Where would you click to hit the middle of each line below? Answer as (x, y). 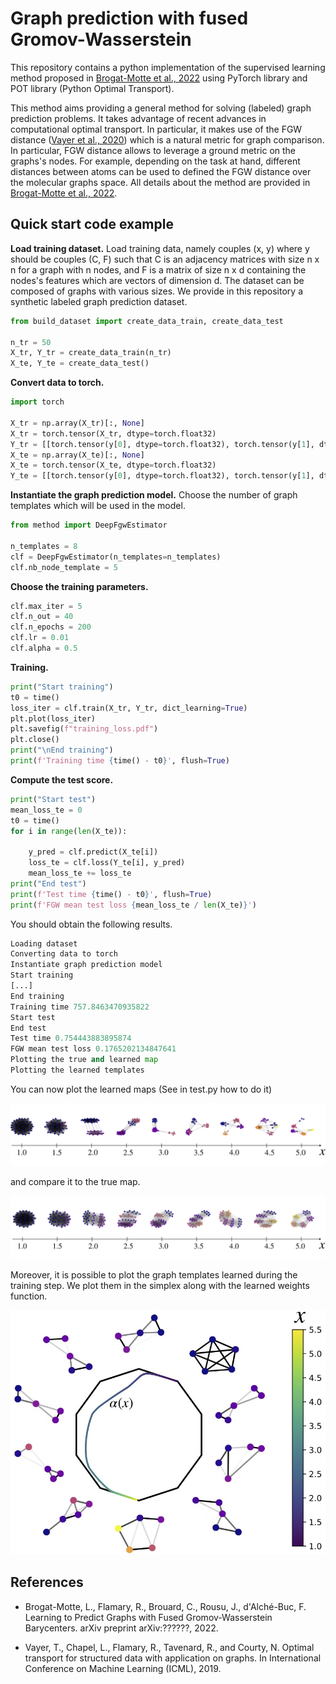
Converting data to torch (64, 954)
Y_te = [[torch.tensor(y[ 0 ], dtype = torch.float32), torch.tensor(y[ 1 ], (162, 476)
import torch (37, 402)
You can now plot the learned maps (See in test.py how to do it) (141, 1089)
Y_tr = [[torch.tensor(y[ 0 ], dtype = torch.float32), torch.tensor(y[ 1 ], (162, 444)
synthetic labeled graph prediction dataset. (99, 301)
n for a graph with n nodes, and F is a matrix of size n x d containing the (158, 269)
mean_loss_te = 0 (46, 810)
